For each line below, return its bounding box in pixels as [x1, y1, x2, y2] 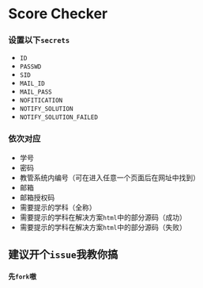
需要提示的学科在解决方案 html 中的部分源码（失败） [19, 222, 187, 232]
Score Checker [8, 5, 108, 23]
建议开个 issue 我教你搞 [8, 248, 118, 262]
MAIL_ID [19, 80, 45, 88]
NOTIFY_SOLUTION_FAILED [19, 113, 99, 121]
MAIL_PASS [19, 88, 53, 96]
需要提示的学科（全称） [19, 202, 96, 212]
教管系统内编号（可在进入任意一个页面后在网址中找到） [19, 172, 200, 182]
